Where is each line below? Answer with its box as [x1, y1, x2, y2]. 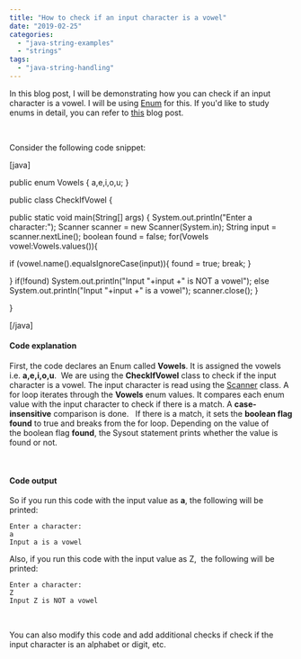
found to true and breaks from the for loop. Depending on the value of [9, 418, 270, 429]
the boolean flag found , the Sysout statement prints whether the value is [9, 428, 279, 438]
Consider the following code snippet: [9, 141, 146, 153]
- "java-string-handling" [17, 64, 115, 73]
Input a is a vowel [9, 537, 83, 547]
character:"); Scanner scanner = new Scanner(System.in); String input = [9, 221, 277, 232]
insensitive [9, 409, 52, 420]
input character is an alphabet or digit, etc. [9, 639, 166, 650]
